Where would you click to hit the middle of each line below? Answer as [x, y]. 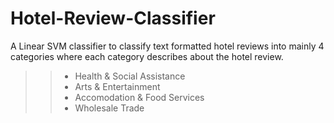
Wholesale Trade [109, 108]
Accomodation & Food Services [139, 97]
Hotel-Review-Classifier [113, 18]
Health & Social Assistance [130, 76]
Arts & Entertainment [117, 86]
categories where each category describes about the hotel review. [147, 56]
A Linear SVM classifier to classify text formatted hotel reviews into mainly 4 [167, 46]
